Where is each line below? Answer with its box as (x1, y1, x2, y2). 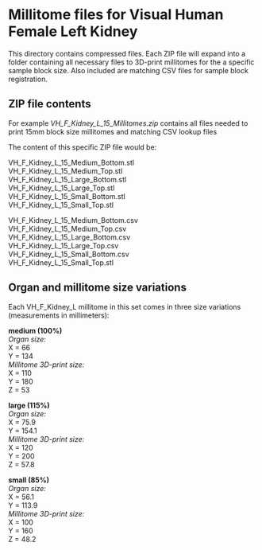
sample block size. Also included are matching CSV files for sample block (8, 65, 249, 75)
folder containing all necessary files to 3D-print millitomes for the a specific (8, 57, 255, 67)
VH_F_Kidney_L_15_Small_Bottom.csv (8, 249, 129, 259)
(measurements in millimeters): (8, 310, 110, 320)
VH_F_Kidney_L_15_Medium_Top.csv (8, 224, 127, 233)
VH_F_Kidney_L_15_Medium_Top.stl (8, 166, 123, 176)
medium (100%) (8, 326, 63, 335)
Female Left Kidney (8, 22, 138, 41)
